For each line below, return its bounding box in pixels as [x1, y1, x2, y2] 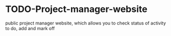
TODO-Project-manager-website [5, 3, 148, 15]
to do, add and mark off [5, 25, 55, 31]
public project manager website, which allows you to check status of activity [5, 20, 166, 26]
